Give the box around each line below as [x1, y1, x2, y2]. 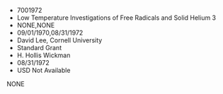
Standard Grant [16, 44, 62, 52]
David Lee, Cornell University [16, 36, 103, 45]
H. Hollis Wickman [16, 51, 71, 59]
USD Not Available [16, 66, 71, 74]
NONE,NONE [16, 21, 55, 29]
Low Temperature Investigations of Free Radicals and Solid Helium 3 [16, 13, 217, 22]
